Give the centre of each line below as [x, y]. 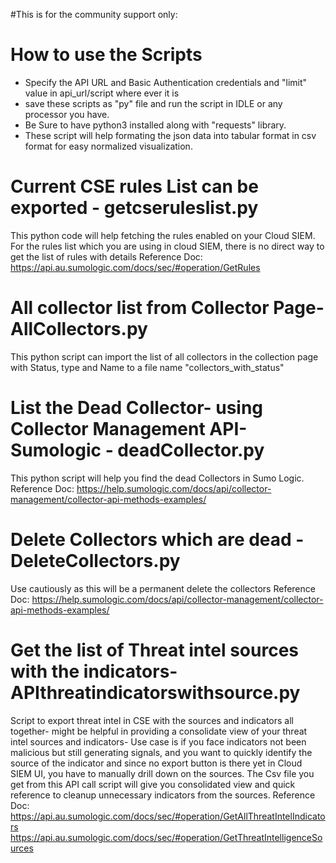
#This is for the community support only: [94, 14]
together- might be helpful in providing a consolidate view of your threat [159, 731]
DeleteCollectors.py [95, 560]
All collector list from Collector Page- [167, 308]
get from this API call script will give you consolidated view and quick [153, 784]
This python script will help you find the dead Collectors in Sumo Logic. [157, 478]
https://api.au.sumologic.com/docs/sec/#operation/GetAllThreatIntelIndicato [168, 816]
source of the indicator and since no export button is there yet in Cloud [156, 763]
